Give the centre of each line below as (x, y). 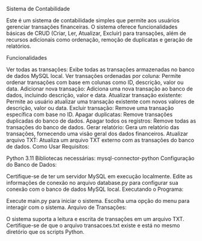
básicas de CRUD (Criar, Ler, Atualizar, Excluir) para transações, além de (96, 33)
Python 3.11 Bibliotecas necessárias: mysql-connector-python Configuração (100, 158)
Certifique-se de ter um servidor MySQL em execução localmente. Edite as (99, 176)
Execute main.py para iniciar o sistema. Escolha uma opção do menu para (98, 201)
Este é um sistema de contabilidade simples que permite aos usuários (93, 20)
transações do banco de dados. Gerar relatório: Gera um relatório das (93, 127)
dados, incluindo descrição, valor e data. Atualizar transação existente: (94, 95)
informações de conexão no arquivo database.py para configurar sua (92, 183)
